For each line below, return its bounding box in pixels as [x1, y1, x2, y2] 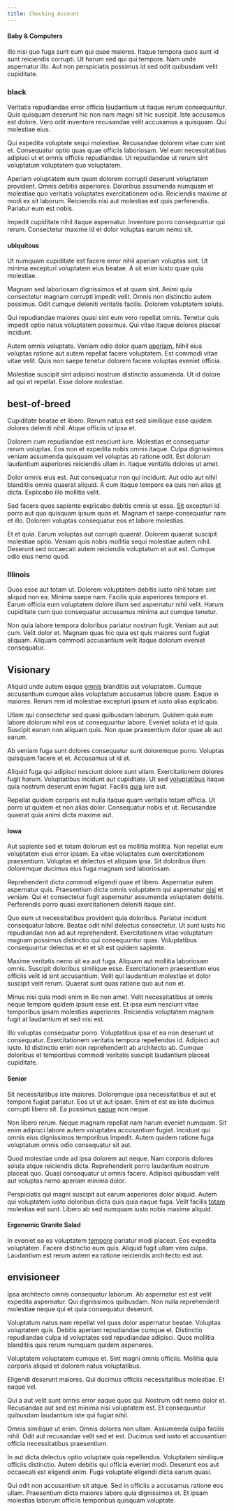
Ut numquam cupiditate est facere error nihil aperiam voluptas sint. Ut [7, 256, 208, 265]
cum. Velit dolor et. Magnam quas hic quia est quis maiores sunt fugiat [7, 629, 210, 637]
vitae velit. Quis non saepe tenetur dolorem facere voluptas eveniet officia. [7, 357, 221, 365]
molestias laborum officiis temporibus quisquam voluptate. [7, 1496, 176, 1504]
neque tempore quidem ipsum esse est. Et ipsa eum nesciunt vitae [7, 1000, 199, 1009]
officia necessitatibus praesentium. [7, 1439, 108, 1447]
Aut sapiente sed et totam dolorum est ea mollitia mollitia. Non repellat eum [7, 842, 224, 851]
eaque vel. [7, 1382, 38, 1391]
